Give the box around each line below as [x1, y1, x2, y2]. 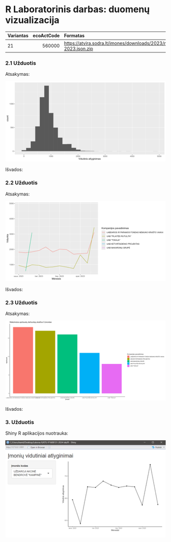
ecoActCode [33, 33, 60, 39]
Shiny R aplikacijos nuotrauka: [5, 430, 69, 436]
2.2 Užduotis [5, 179, 38, 186]
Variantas [7, 33, 29, 39]
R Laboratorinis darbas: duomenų [5, 4, 150, 15]
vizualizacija [5, 14, 60, 26]
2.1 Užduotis [5, 60, 37, 67]
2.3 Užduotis [5, 299, 38, 306]
